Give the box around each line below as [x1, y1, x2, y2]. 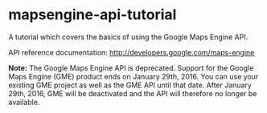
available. [8, 97, 40, 107]
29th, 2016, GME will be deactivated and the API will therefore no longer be [8, 88, 257, 98]
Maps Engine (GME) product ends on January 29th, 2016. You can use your [8, 71, 259, 81]
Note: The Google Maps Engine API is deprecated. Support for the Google [8, 63, 254, 73]
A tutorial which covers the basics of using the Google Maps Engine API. [8, 32, 249, 42]
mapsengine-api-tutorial [8, 6, 177, 24]
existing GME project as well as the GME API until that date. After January [8, 80, 252, 90]
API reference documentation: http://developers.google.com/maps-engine [8, 47, 255, 57]
